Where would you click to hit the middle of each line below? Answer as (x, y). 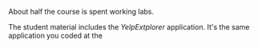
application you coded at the (55, 36)
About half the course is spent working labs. (81, 12)
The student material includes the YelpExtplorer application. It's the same (129, 27)
